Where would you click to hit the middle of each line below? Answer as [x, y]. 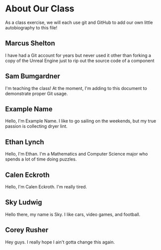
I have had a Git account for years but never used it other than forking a [78, 55]
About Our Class [40, 9]
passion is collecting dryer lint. [36, 126]
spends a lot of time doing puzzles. [41, 159]
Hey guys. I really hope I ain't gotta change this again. [60, 242]
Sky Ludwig [24, 203]
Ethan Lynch [25, 142]
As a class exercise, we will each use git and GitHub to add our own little [79, 22]
